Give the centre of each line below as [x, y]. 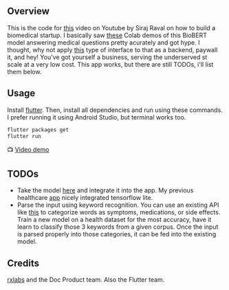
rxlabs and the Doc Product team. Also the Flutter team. [86, 280]
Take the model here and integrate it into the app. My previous [105, 190]
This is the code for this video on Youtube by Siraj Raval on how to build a [111, 27]
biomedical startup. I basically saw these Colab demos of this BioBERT [107, 35]
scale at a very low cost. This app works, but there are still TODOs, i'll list [110, 64]
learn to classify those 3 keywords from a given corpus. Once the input [118, 227]
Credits [23, 263]
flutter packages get [38, 130]
